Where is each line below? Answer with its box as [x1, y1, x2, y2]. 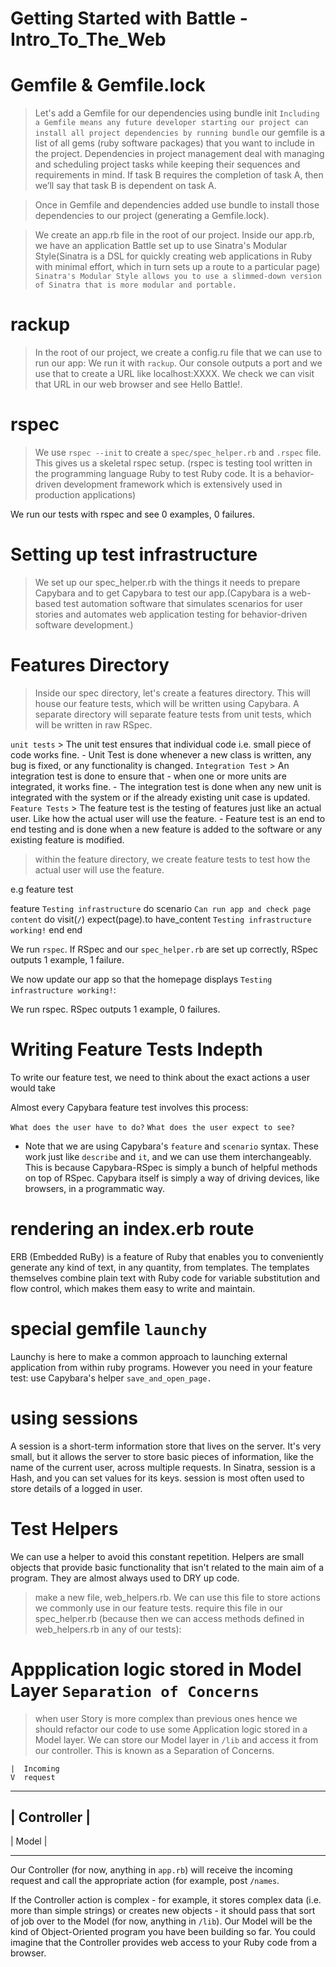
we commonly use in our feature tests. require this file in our [34, 1602, 283, 1614]
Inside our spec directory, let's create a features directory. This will [34, 687, 311, 699]
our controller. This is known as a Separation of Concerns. [34, 1744, 275, 1756]
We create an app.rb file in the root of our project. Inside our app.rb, [34, 229, 315, 241]
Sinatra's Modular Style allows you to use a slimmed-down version [34, 272, 322, 282]
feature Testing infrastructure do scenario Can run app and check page [10, 902, 312, 914]
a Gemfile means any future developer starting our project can [34, 118, 309, 128]
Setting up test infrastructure [10, 543, 258, 566]
